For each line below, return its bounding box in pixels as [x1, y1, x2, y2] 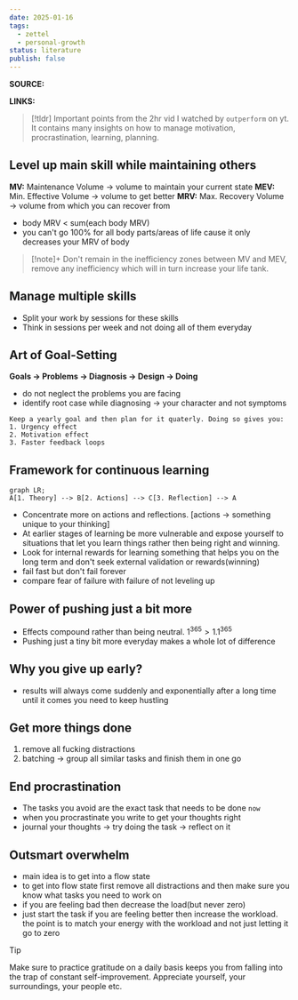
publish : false [9, 54, 66, 63]
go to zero [21, 927, 60, 938]
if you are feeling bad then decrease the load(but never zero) [21, 899, 246, 909]
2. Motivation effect [9, 430, 90, 440]
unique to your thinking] [21, 519, 110, 530]
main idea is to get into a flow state [21, 870, 151, 881]
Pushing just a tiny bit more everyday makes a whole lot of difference [21, 636, 276, 646]
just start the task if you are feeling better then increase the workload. [21, 908, 278, 919]
